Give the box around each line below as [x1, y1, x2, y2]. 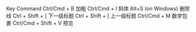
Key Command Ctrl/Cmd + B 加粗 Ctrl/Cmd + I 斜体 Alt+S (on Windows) [6, 5, 178, 12]
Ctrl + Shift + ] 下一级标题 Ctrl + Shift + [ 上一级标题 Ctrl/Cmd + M [12, 12, 171, 19]
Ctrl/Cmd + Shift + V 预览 [12, 20, 74, 26]
